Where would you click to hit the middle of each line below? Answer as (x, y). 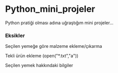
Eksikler (15, 36)
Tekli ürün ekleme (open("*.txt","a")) (42, 56)
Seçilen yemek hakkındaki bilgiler (39, 66)
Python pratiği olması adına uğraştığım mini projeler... (59, 23)
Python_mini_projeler (50, 9)
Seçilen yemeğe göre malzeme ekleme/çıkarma (54, 46)
